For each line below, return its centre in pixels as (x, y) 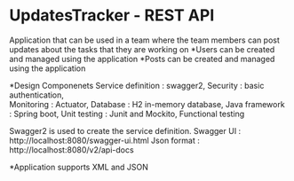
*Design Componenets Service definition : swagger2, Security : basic (137, 85)
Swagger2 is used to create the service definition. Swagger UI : (125, 130)
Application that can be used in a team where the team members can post (144, 40)
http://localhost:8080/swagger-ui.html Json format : (104, 140)
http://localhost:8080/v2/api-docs (72, 150)
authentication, (37, 95)
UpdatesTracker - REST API (112, 16)
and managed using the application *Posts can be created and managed (142, 59)
